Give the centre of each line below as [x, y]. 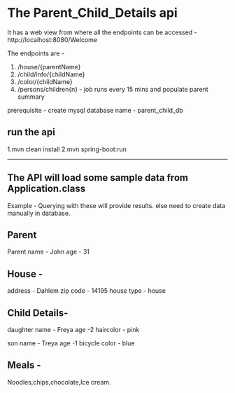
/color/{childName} [45, 81]
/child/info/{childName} [51, 74]
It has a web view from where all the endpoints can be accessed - [102, 32]
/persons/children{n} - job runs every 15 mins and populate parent [113, 89]
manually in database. [39, 213]
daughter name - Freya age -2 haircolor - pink [73, 330]
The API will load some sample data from [98, 178]
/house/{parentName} [49, 67]
